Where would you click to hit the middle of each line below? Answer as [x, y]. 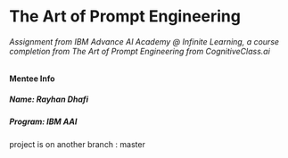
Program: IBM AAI [43, 121]
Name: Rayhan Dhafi [49, 99]
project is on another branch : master [77, 144]
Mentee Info [32, 79]
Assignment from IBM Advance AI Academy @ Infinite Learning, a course [144, 41]
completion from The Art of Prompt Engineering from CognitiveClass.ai [140, 51]
